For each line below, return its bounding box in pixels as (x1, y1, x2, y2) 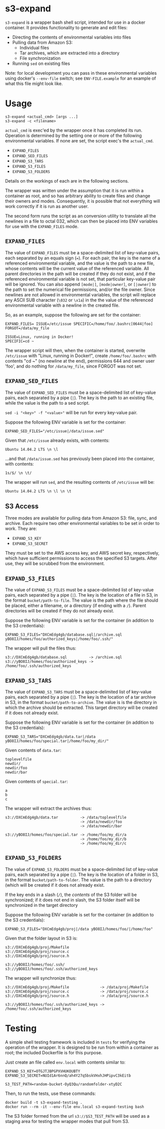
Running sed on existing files (12, 60, 70, 66)
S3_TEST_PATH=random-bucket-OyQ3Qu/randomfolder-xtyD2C (5, 1082, 122, 1086)
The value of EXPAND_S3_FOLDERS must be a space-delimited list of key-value (5, 866, 159, 872)
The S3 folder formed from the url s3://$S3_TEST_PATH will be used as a (5, 1113, 150, 1119)
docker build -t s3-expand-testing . (5, 1100, 83, 1105)
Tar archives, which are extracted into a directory (19, 50, 120, 56)
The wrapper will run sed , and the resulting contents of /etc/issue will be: (5, 479, 155, 485)
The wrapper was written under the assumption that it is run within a (5, 188, 144, 193)
